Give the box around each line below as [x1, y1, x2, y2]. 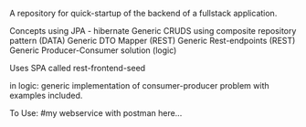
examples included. [9, 90, 83, 101]
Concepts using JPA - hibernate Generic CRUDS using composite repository [9, 26, 297, 36]
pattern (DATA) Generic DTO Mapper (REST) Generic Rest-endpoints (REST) [9, 36, 296, 46]
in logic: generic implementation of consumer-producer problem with [9, 80, 269, 90]
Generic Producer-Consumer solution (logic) [9, 45, 177, 56]
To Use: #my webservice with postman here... [9, 108, 183, 118]
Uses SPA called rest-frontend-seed [9, 63, 146, 73]
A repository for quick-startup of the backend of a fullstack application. [9, 8, 278, 18]
